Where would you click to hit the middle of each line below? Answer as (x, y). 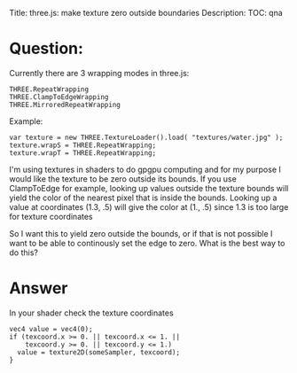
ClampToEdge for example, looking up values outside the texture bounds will (149, 188)
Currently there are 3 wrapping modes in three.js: (99, 73)
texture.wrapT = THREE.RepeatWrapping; (83, 153)
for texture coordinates (51, 216)
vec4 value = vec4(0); (51, 329)
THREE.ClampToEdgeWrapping (59, 97)
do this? (23, 253)
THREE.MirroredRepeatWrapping (65, 105)
